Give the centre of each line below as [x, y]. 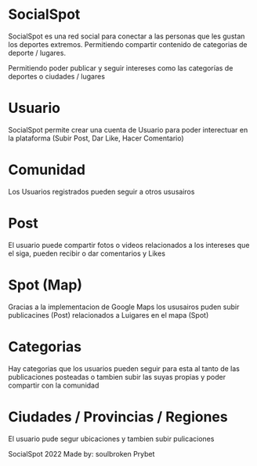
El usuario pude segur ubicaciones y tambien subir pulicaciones [111, 439]
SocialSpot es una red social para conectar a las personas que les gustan [127, 36]
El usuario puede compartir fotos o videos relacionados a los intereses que [129, 245]
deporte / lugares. [37, 53]
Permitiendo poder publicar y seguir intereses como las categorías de [121, 67]
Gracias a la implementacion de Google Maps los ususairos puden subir [124, 307]
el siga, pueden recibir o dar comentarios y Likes [87, 253]
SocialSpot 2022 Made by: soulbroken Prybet [81, 453]
